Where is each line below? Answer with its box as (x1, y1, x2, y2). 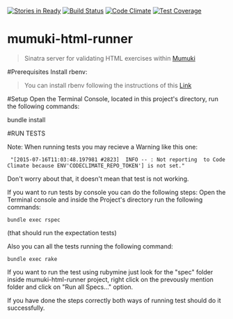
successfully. (7, 304, 45, 312)
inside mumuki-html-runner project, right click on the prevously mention (7, 275, 214, 283)
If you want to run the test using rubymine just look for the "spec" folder (7, 267, 214, 276)
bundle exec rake (7, 255, 58, 262)
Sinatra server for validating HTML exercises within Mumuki (24, 54, 196, 62)
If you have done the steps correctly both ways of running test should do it (7, 296, 221, 304)
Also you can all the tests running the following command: (7, 242, 174, 251)
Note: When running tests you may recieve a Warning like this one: (7, 142, 198, 151)
